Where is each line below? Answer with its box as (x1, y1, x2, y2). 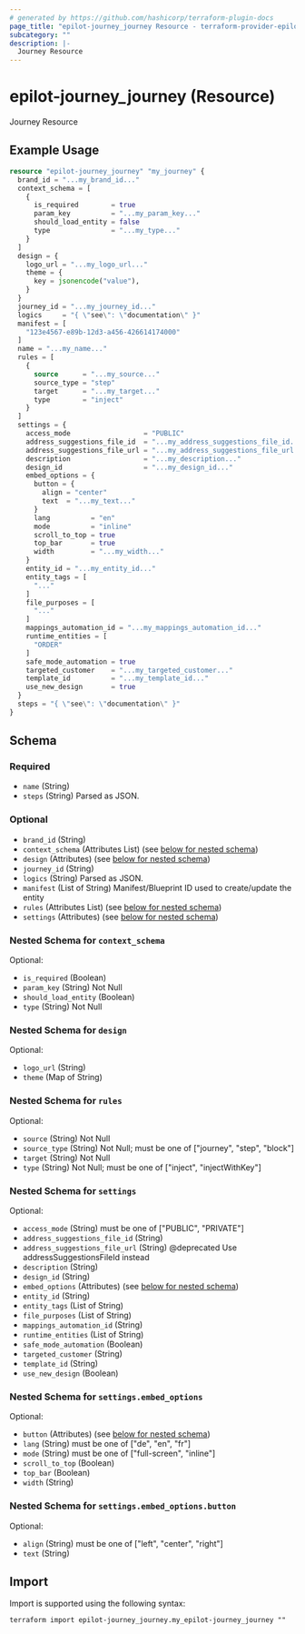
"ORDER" (33, 640, 64, 649)
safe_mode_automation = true (25, 657, 136, 667)
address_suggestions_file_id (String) (22, 1232, 163, 1243)
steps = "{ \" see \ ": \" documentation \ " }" (17, 699, 181, 708)
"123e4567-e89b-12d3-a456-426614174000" (25, 327, 181, 336)
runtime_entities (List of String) (22, 1328, 144, 1339)
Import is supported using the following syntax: (9, 1598, 186, 1609)
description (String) (22, 1261, 98, 1272)
